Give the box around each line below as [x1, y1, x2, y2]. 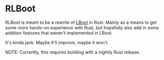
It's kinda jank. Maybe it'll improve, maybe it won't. [5, 39, 109, 45]
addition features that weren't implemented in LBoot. [5, 30, 113, 36]
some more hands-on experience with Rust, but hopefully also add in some [5, 24, 159, 30]
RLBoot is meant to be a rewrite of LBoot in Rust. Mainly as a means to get [5, 19, 157, 25]
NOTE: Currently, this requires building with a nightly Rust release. [5, 49, 141, 55]
